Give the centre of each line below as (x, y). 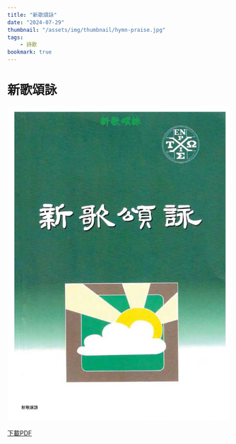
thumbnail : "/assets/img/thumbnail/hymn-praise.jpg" (87, 30)
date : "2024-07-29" (36, 22)
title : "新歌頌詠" (33, 15)
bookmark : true (30, 52)
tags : (15, 37)
